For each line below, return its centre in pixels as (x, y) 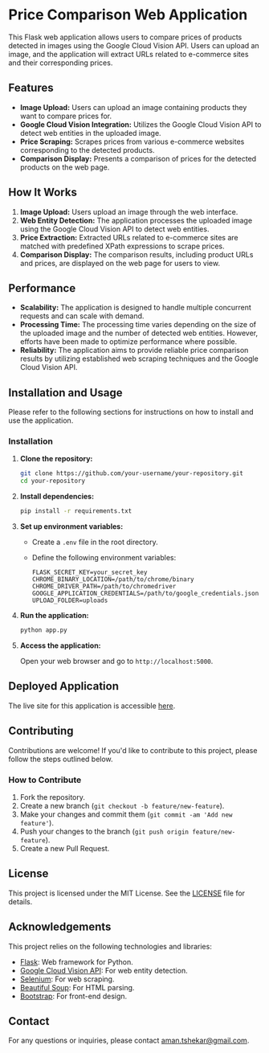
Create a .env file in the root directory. (95, 542)
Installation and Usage (65, 393)
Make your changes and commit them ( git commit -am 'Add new (126, 814)
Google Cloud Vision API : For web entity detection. (104, 970)
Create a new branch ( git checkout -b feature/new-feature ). (122, 805)
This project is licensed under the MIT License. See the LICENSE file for (127, 893)
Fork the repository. (53, 797)
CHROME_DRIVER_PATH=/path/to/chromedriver (104, 587)
